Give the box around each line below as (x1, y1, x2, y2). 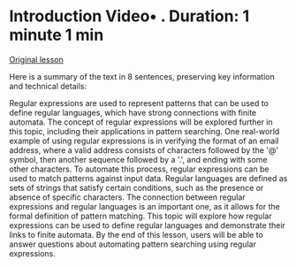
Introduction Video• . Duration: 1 (9, 6, 250, 27)
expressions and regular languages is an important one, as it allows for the (9, 201, 280, 211)
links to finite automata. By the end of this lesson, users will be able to (9, 229, 263, 240)
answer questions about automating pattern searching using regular (9, 239, 256, 249)
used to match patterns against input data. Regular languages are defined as (9, 172, 288, 183)
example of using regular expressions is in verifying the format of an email (9, 135, 280, 146)
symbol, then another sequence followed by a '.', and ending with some (9, 154, 268, 164)
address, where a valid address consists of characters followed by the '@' (9, 144, 279, 156)
